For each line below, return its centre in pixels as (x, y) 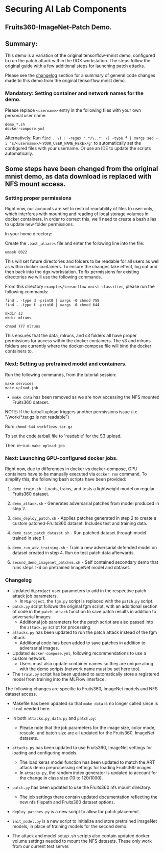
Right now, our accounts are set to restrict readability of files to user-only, (79, 209)
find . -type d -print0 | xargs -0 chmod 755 (52, 301)
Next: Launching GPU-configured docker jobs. (61, 458)
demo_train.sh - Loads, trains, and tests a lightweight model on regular (83, 488)
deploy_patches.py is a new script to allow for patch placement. (76, 812)
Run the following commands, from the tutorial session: (61, 375)
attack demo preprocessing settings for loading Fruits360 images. (86, 768)
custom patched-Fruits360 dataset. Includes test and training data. (80, 523)
